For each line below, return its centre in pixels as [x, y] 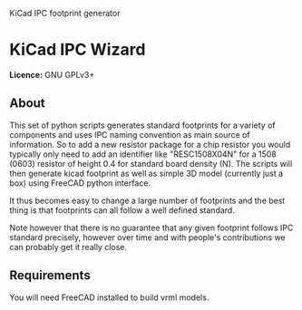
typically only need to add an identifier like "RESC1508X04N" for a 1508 [143, 154]
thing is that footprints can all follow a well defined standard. [122, 210]
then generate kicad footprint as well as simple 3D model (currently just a [146, 173]
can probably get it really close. [68, 247]
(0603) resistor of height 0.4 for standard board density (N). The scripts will [151, 163]
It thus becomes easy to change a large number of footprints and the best [147, 200]
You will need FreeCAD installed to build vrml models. [109, 297]
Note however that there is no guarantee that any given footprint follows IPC [151, 228]
